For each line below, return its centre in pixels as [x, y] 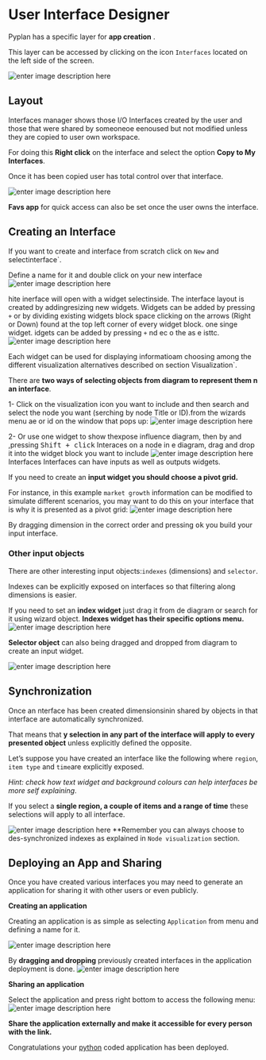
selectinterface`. [35, 259]
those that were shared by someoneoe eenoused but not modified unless [128, 128]
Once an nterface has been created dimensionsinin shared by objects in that [133, 710]
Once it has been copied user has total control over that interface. [116, 176]
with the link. [30, 1032]
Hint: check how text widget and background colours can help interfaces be [133, 782]
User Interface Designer [89, 15]
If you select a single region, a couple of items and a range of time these [128, 806]
